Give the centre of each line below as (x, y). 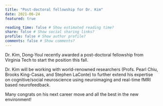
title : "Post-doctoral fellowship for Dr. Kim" (54, 9)
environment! (18, 99)
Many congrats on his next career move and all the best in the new (72, 94)
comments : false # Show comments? (40, 41)
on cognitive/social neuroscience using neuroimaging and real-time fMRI (78, 79)
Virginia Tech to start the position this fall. (47, 60)
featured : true (20, 18)
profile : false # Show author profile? (45, 36)
